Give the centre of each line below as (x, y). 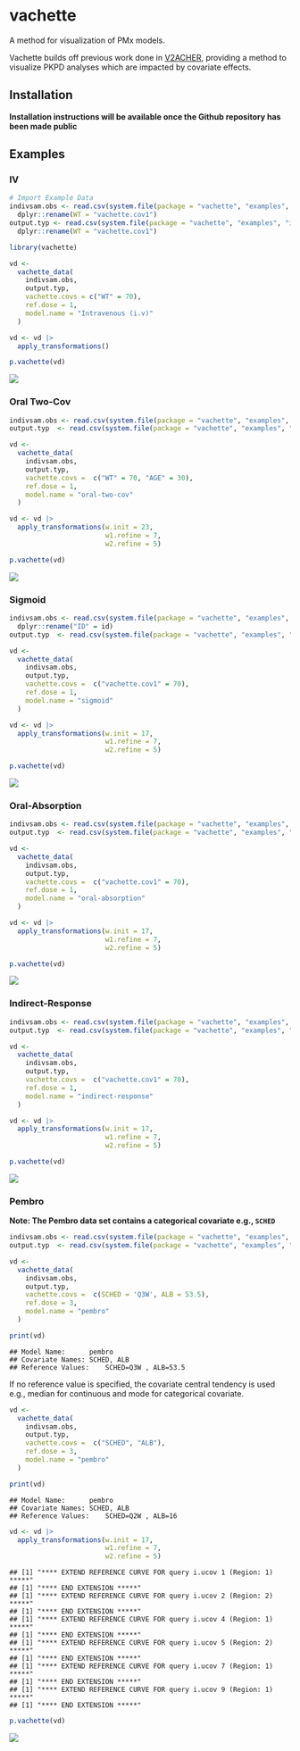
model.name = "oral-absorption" (85, 898)
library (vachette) (43, 247)
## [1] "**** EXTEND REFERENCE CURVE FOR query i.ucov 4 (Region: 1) (142, 1620)
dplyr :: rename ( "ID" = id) (66, 626)
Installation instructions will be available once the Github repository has (145, 116)
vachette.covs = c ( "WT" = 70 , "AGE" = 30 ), (109, 478)
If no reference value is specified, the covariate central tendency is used (142, 1384)
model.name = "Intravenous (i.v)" (89, 313)
